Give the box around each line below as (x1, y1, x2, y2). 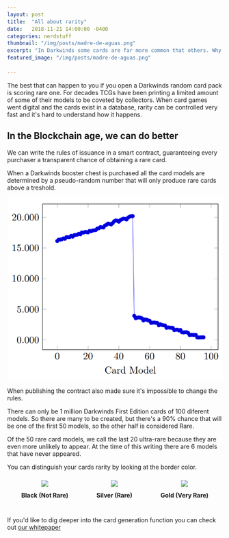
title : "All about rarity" (7, 18, 87, 25)
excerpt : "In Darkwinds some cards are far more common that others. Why (7, 47, 222, 54)
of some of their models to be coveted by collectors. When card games (7, 96, 208, 104)
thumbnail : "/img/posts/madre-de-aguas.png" (7, 40, 136, 47)
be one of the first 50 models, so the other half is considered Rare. (7, 422, 195, 431)
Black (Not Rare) (21, 491, 68, 500)
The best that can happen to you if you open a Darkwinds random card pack (7, 81, 222, 89)
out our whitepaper (7, 524, 62, 532)
